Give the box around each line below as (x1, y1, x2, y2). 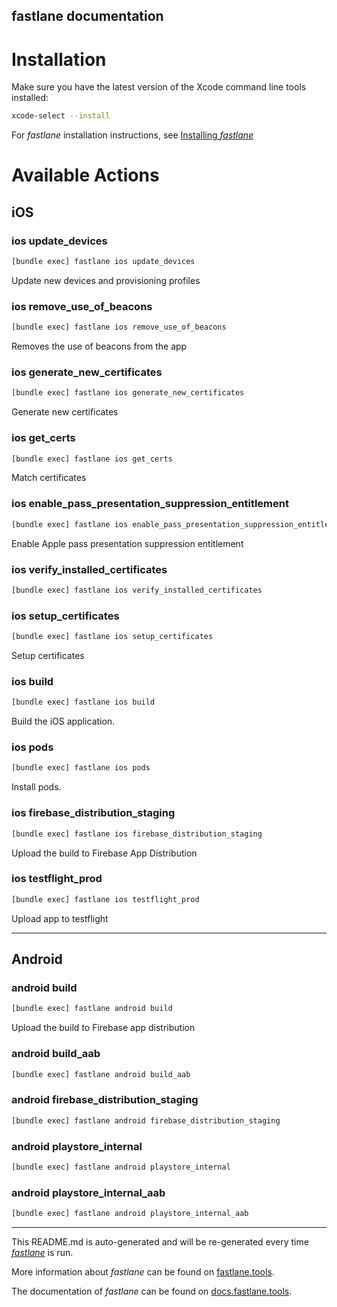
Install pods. (11, 781, 62, 793)
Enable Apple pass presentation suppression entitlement (11, 537, 244, 549)
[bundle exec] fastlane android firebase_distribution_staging (11, 1115, 281, 1126)
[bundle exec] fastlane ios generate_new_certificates (11, 388, 245, 398)
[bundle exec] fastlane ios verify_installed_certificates (11, 585, 263, 595)
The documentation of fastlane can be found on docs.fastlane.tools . (11, 1285, 293, 1297)
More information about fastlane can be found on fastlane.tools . (11, 1265, 275, 1278)
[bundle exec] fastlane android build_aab (11, 1069, 191, 1079)
